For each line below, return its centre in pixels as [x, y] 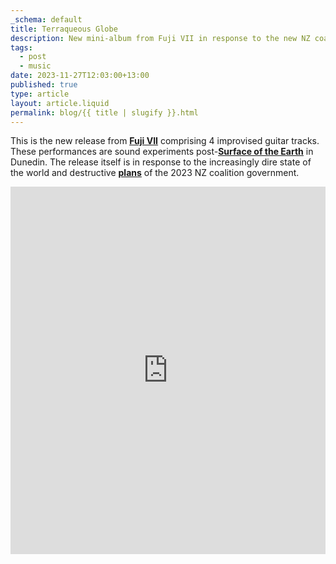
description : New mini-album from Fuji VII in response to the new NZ [160, 38]
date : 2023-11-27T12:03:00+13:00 [80, 76]
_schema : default [46, 19]
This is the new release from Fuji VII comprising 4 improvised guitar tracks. [165, 141]
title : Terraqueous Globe [64, 29]
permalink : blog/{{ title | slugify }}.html [104, 112]
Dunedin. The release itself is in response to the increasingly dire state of [161, 162]
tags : [21, 47]
